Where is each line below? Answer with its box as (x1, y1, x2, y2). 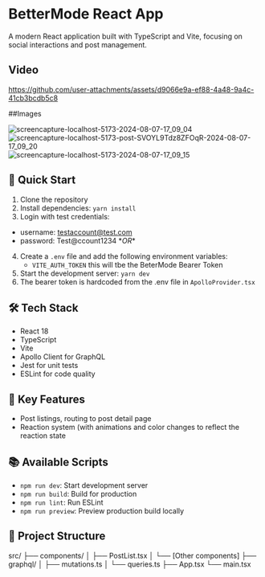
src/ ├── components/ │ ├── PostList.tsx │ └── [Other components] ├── (8, 550, 257, 560)
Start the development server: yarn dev (19, 268, 150, 278)
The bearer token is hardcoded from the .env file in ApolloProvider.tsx (19, 276, 255, 286)
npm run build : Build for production (19, 489, 137, 498)
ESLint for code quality (19, 369, 96, 379)
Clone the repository (19, 194, 88, 204)
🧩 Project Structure (8, 530, 106, 543)
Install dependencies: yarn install (19, 203, 137, 213)
